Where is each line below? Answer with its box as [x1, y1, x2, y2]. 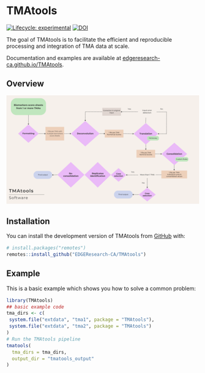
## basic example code [6, 304, 64, 310]
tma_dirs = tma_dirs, [12, 349, 67, 355]
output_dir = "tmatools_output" [12, 355, 95, 362]
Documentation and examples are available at [6, 54, 121, 61]
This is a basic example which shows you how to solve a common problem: [6, 285, 196, 292]
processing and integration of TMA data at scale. [6, 42, 130, 50]
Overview [6, 79, 45, 89]
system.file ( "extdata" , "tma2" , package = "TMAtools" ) [9, 323, 152, 329]
